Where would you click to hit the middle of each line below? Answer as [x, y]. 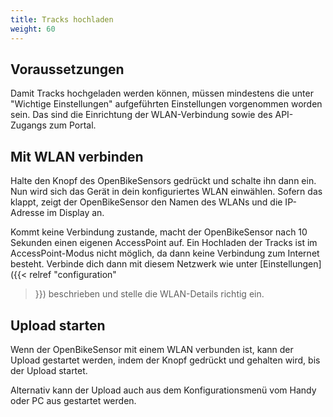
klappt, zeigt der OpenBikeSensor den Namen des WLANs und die [146, 202]
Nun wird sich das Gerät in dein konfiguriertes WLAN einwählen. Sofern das [166, 192]
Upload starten [58, 325]
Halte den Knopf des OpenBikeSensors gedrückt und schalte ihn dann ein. [163, 181]
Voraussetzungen [67, 69]
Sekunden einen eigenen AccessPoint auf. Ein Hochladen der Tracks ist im [164, 243]
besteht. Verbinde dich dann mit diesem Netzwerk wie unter [134, 264]
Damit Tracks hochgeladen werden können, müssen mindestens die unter [162, 93]
